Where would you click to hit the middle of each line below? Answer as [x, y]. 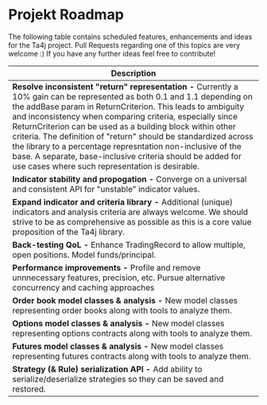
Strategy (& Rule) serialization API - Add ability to [107, 369]
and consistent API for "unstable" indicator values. [106, 189]
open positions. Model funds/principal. [84, 255]
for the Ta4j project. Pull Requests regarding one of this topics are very [124, 45]
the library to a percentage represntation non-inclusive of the [127, 146]
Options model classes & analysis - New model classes [118, 323]
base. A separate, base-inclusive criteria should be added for [127, 156]
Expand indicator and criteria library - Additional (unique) [122, 202]
